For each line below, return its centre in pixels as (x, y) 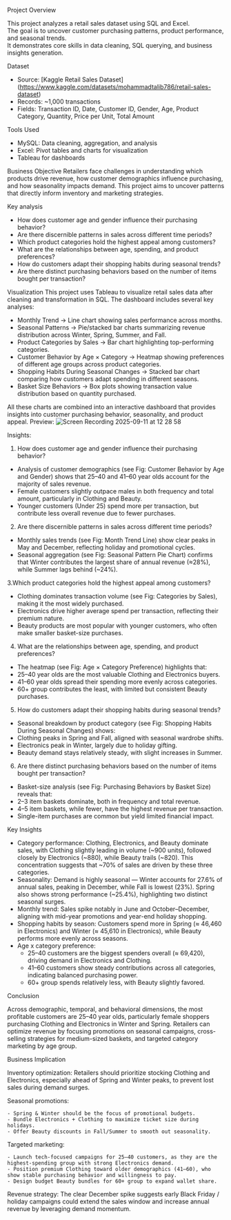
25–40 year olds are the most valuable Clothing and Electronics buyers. (119, 674)
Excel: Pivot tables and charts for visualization (82, 150)
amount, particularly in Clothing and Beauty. (80, 498)
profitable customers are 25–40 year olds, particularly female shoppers (108, 1016)
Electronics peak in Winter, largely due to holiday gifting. (97, 745)
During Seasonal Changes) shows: (66, 731)
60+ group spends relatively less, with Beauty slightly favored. (116, 982)
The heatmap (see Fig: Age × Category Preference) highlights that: (112, 667)
